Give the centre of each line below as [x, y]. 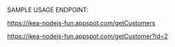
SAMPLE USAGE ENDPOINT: [48, 10]
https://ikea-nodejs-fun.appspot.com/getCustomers [81, 23]
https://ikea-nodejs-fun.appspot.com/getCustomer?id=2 [87, 36]
